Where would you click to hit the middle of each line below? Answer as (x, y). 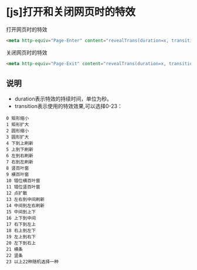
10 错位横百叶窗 (23, 180)
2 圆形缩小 (18, 131)
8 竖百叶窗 (18, 168)
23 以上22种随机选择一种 (32, 262)
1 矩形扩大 (18, 124)
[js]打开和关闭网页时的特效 (71, 12)
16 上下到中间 (21, 218)
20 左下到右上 (21, 243)
